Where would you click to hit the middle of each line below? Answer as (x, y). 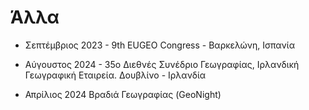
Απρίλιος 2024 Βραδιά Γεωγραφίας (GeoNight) (123, 94)
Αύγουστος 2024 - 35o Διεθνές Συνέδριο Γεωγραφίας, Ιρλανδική (162, 64)
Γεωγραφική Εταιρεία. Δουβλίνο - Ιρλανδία (115, 75)
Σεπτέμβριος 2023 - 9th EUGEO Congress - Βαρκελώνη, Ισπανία (159, 45)
